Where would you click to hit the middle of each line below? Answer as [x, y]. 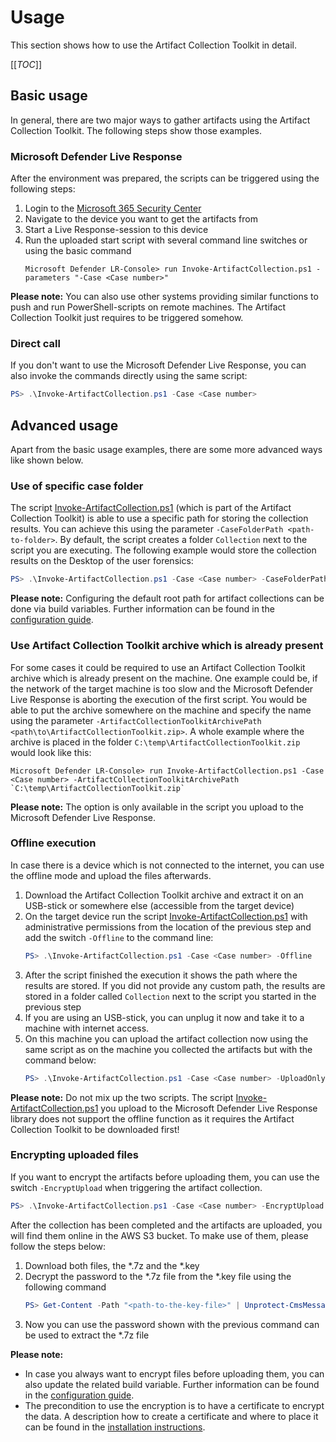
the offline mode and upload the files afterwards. [111, 875]
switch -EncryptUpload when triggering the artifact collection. [136, 1187]
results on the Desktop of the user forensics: [102, 561]
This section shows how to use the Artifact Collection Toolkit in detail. [154, 45]
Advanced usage [64, 425]
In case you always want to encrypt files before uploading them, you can [174, 1373]
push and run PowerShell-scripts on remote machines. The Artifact [148, 307]
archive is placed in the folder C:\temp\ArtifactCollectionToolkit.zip [155, 742]
